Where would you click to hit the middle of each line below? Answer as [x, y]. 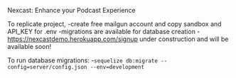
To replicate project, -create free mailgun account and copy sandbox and [114, 24]
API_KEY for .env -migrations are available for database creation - [104, 32]
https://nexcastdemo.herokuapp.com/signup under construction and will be [118, 39]
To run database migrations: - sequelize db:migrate [83, 60]
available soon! [29, 46]
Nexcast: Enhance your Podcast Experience [72, 10]
